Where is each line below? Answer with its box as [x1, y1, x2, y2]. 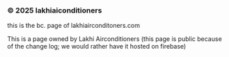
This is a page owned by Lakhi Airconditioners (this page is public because [7, 35, 223, 43]
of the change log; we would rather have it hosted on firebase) [7, 42, 187, 51]
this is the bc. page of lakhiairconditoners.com [7, 22, 141, 30]
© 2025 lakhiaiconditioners [7, 6, 102, 15]
